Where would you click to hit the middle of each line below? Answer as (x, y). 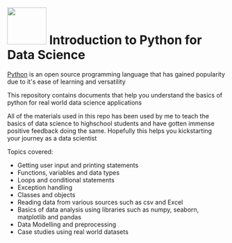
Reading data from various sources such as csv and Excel (100, 202)
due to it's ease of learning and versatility (67, 81)
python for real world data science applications (75, 102)
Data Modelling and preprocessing (67, 224)
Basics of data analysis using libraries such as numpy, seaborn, (108, 210)
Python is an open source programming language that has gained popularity (116, 74)
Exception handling (45, 187)
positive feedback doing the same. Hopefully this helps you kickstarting (110, 131)
